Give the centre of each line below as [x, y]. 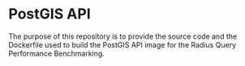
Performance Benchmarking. [57, 53]
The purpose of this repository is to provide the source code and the [123, 36]
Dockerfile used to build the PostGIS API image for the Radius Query [122, 44]
